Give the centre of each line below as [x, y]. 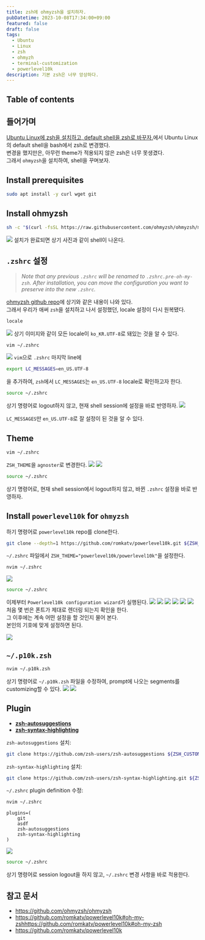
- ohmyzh [23, 58]
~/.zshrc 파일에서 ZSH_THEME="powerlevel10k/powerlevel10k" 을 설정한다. [96, 556]
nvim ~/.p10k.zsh [28, 669]
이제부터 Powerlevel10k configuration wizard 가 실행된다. [77, 602]
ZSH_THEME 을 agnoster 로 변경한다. [47, 464]
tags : [13, 35]
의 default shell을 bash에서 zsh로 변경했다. [58, 145]
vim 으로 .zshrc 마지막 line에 [48, 357]
